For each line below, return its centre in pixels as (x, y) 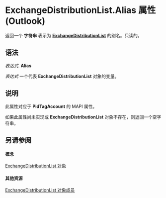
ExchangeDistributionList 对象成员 (40, 190)
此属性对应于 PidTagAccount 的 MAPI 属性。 (51, 106)
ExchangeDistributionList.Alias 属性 (81, 10)
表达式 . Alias (18, 66)
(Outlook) (25, 21)
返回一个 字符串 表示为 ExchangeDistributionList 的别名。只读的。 (74, 35)
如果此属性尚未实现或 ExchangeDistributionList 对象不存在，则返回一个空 (81, 117)
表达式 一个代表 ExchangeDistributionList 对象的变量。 (62, 76)
